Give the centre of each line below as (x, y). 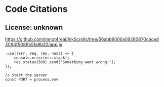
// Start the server (26, 75)
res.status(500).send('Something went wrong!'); (65, 62)
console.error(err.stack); (42, 58)
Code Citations (36, 9)
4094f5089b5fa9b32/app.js (34, 44)
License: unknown (34, 27)
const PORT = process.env (32, 80)
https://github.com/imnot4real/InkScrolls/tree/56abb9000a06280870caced (82, 39)
